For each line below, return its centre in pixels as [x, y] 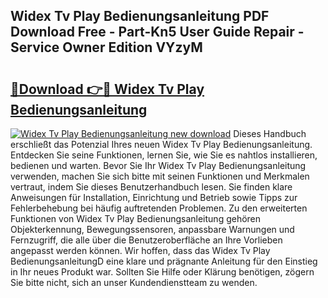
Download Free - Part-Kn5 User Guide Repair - [157, 32]
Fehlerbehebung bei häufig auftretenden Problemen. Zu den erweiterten [159, 208]
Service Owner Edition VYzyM [106, 47]
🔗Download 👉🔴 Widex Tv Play [107, 89]
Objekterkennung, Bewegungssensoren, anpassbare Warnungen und [152, 229]
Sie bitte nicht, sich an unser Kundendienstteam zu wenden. [134, 282]
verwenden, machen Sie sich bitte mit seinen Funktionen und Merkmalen [160, 176]
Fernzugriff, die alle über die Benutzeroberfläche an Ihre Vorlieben [146, 240]
